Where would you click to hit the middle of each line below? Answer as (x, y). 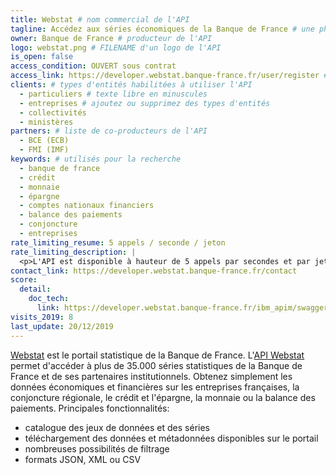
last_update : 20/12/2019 (62, 326)
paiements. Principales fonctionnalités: (90, 408)
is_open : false (42, 57)
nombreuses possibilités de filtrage (97, 448)
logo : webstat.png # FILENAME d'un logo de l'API (116, 47)
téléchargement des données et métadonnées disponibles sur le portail (171, 438)
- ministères (46, 122)
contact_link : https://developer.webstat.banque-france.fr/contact (154, 271)
